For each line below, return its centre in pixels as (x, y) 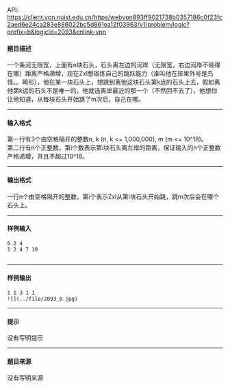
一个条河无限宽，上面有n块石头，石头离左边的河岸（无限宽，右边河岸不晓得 (114, 65)
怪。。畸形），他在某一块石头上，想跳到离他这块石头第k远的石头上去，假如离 (114, 82)
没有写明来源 (25, 378)
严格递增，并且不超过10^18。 (48, 157)
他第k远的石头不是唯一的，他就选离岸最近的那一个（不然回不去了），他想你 (112, 91)
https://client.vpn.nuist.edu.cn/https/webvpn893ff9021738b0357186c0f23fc (115, 17)
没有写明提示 (25, 338)
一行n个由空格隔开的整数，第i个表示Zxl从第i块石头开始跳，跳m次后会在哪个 (113, 196)
